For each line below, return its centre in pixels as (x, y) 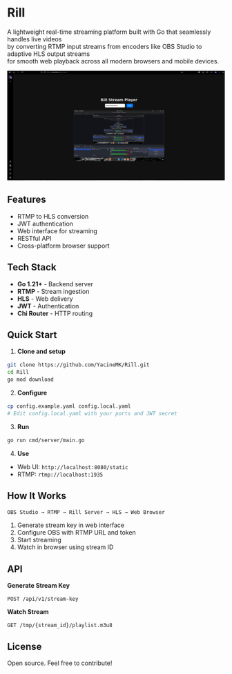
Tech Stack (32, 267)
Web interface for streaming (57, 231)
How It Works (37, 496)
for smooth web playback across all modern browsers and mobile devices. (113, 61)
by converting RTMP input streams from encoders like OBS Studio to (105, 46)
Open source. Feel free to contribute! (60, 663)
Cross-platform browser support (63, 246)
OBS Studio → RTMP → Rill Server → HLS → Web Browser (86, 513)
